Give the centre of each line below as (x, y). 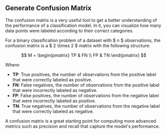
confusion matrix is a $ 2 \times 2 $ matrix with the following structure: (78, 45)
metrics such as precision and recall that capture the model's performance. (83, 126)
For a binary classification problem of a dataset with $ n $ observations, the (83, 40)
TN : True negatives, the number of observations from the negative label (86, 106)
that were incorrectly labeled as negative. (55, 90)
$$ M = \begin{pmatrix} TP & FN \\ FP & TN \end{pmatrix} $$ (84, 55)
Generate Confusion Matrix (48, 8)
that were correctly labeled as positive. (52, 79)
